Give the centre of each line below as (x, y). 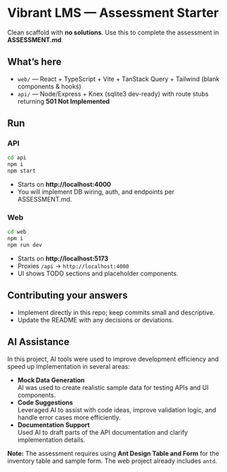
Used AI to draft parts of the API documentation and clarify (103, 432)
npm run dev (25, 245)
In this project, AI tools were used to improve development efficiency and (113, 359)
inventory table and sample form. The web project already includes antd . (112, 461)
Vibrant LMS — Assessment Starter (113, 13)
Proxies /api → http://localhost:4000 (73, 265)
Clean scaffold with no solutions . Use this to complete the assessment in (113, 32)
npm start (22, 171)
